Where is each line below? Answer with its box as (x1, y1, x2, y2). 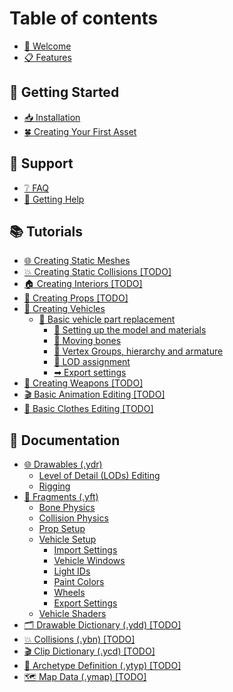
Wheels (53, 587, 86, 599)
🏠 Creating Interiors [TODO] (23, 278, 143, 290)
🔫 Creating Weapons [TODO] (23, 377, 144, 389)
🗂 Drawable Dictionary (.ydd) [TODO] (23, 619, 182, 631)
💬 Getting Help (23, 193, 85, 205)
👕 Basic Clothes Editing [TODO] (23, 403, 154, 415)
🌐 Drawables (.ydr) (23, 458, 103, 471)
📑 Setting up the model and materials (53, 324, 207, 336)
